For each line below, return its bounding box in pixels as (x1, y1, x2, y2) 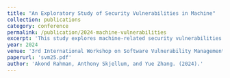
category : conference (7, 22, 69, 29)
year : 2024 (7, 41, 38, 48)
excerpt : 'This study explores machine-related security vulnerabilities (7, 35, 222, 42)
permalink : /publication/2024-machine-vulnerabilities (7, 28, 167, 36)
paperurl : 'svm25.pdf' (7, 54, 72, 61)
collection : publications (7, 16, 81, 23)
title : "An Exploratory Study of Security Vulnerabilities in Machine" (7, 9, 216, 17)
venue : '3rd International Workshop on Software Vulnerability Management (7, 48, 225, 55)
